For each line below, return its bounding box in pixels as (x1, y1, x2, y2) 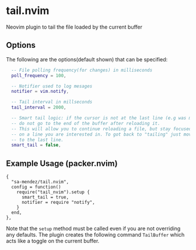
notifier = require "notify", (21, 200, 95, 206)
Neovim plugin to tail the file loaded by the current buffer (6, 23, 143, 30)
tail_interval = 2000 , (11, 105, 66, 110)
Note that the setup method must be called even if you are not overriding (6, 225, 181, 232)
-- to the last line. (11, 137, 64, 143)
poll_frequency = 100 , (11, 72, 66, 78)
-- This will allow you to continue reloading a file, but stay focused (11, 126, 192, 132)
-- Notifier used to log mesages (11, 83, 93, 89)
